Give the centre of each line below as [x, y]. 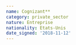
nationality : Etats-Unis [36, 28]
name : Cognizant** [28, 11]
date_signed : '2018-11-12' [39, 33]
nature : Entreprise [30, 22]
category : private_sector [37, 17]
